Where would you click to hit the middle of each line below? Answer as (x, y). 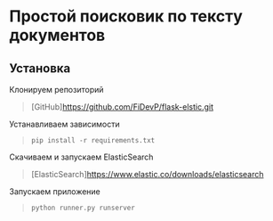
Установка (40, 68)
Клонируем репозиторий (56, 90)
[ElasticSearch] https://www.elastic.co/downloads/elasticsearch (147, 174)
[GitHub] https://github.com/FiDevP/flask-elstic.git (122, 107)
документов (57, 35)
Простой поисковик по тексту (126, 16)
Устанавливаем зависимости (64, 124)
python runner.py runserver (83, 208)
